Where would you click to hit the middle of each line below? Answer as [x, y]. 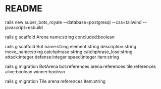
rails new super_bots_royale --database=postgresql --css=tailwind [74, 22]
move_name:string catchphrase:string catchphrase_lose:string [69, 52]
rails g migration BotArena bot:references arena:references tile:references [80, 66]
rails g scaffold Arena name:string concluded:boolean [60, 37]
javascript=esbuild [24, 27]
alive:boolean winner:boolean [35, 71]
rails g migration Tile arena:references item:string [55, 81]
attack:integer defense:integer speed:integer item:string [62, 57]
